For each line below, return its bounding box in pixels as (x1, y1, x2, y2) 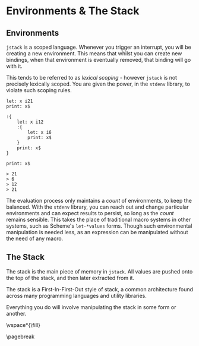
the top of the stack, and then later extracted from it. (6, 274, 135, 281)
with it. (6, 62, 23, 70)
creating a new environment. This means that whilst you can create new (6, 50, 182, 57)
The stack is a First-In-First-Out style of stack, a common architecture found (6, 285, 194, 292)
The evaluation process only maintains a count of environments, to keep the (6, 197, 192, 204)
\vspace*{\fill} (6, 321, 40, 328)
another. (6, 310, 27, 317)
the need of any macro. (6, 235, 64, 242)
